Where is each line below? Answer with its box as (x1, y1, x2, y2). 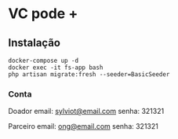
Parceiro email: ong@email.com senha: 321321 (8, 122, 158, 131)
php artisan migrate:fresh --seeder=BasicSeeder (8, 71, 170, 79)
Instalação (8, 36, 61, 49)
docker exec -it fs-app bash (8, 64, 104, 71)
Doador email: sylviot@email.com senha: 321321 (8, 107, 165, 116)
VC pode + (8, 5, 78, 23)
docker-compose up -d (8, 57, 79, 64)
